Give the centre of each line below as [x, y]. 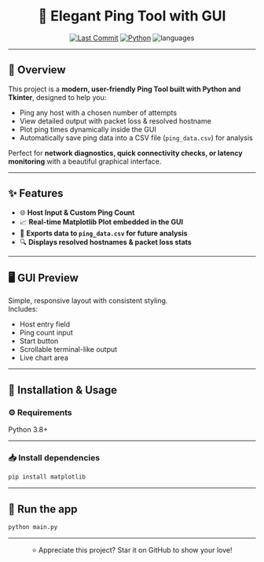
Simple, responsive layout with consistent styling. [88, 301]
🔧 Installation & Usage [63, 390]
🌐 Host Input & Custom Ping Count [77, 213]
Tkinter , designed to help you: [57, 97]
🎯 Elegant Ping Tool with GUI [132, 16]
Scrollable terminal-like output [68, 349]
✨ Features [36, 193]
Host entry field [45, 324]
